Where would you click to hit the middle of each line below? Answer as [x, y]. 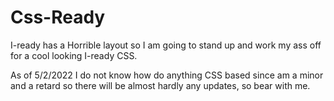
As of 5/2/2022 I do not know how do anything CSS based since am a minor [167, 75]
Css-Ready [58, 17]
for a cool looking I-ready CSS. [74, 55]
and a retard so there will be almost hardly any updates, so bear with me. [160, 85]
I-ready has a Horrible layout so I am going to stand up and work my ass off [166, 45]
